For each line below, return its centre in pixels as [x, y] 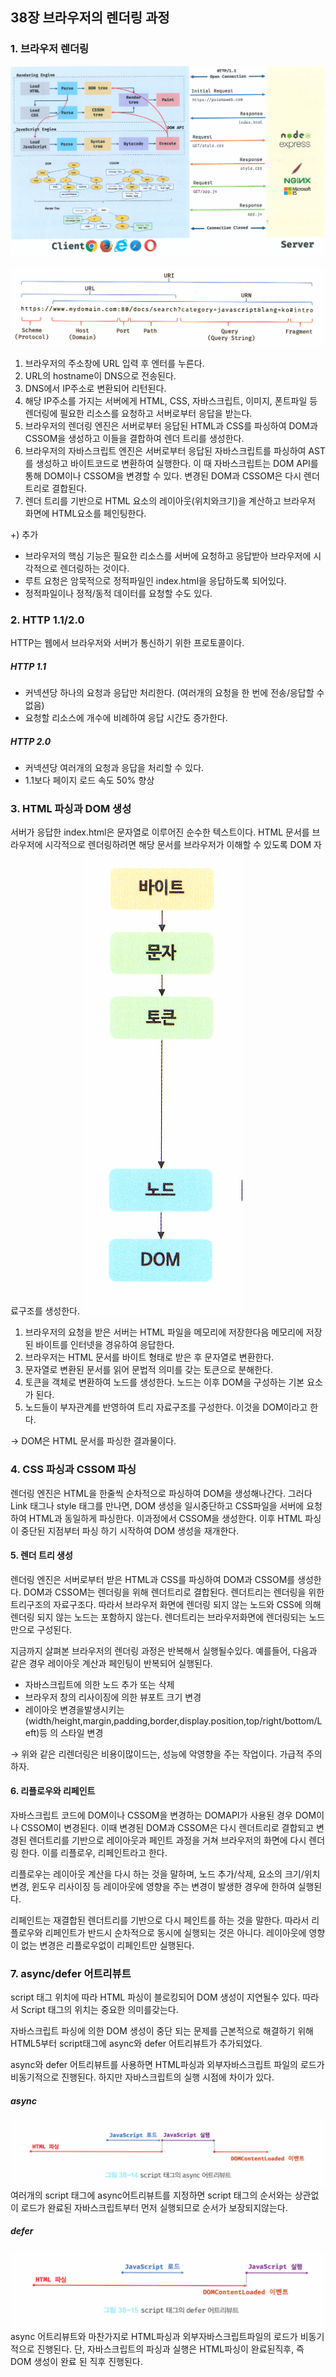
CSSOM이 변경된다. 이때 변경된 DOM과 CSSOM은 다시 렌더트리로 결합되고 [167, 1828]
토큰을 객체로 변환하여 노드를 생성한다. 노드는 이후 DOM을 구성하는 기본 [164, 1382]
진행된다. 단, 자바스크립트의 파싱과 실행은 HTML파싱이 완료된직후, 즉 [170, 2349]
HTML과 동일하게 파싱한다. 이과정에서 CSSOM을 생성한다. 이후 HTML [165, 1518]
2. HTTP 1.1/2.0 [47, 620]
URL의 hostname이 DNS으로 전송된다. [100, 375]
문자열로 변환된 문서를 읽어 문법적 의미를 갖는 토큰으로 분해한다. [148, 1370]
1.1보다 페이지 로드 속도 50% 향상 [89, 780]
